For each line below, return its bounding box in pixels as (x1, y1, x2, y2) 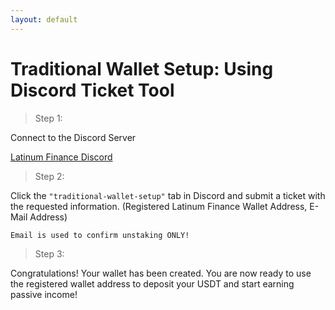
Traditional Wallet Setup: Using (10, 57, 274, 80)
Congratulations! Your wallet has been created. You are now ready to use (10, 267, 312, 279)
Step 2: (34, 170, 65, 182)
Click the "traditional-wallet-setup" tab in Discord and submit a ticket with (10, 189, 326, 201)
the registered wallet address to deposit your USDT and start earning (10, 277, 295, 290)
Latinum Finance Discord (10, 151, 113, 163)
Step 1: (34, 112, 63, 124)
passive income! (10, 288, 78, 300)
